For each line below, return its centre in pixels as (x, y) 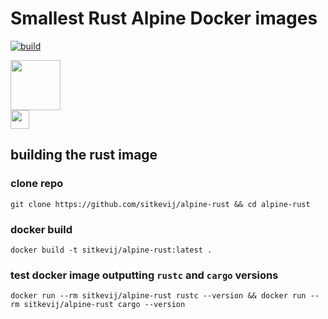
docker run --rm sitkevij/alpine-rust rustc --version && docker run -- (165, 296)
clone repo (37, 184)
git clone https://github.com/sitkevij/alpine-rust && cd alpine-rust (160, 204)
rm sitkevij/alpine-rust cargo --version (98, 305)
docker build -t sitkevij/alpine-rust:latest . (111, 250)
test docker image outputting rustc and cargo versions (144, 275)
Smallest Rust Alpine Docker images (164, 18)
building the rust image (84, 155)
